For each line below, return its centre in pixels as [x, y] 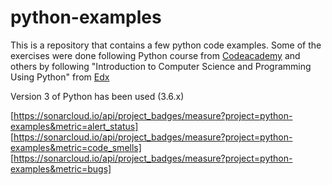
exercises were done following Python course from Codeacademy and [155, 55]
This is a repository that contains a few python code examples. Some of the [166, 45]
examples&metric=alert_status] [74, 126]
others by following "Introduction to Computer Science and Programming [161, 66]
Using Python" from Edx [60, 77]
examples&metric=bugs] [61, 168]
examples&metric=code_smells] [76, 147]
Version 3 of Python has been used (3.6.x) [97, 96]
